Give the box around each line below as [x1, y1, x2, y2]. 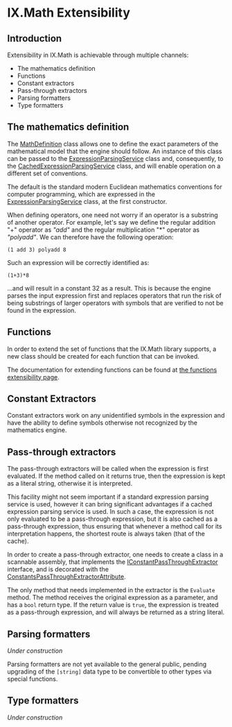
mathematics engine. [7, 426, 67, 434]
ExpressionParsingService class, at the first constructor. [7, 197, 168, 205]
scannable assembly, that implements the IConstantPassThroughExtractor [7, 558, 218, 566]
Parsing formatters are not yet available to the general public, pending [7, 660, 207, 669]
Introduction [7, 33, 62, 44]
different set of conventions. [7, 169, 88, 178]
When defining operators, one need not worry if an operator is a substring [7, 210, 218, 219]
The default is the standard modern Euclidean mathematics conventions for [7, 182, 223, 191]
